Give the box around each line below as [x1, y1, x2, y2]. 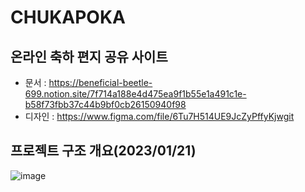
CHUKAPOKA [10, 6, 126, 29]
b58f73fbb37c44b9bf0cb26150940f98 [24, 99, 187, 110]
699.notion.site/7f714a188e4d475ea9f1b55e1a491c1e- [24, 88, 247, 100]
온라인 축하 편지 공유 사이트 [10, 48, 168, 65]
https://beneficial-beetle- [48, 77, 153, 88]
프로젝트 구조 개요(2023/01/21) [10, 142, 197, 160]
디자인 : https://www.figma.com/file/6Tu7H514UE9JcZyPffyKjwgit [24, 111, 295, 122]
